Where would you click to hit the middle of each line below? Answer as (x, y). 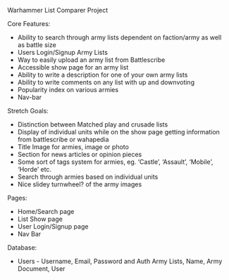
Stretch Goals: (28, 111)
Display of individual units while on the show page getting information (119, 132)
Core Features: (29, 24)
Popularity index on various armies (68, 90)
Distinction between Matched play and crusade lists (93, 125)
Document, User (41, 269)
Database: (22, 248)
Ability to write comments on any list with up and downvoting (106, 82)
